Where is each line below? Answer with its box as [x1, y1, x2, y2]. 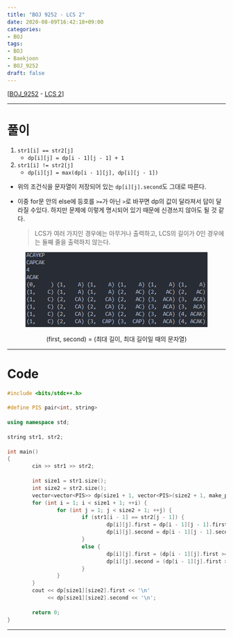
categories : [7, 26, 42, 33]
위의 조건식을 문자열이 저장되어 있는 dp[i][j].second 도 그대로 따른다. [17, 182, 207, 191]
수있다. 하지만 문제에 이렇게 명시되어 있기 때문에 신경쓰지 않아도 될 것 [30, 205, 217, 214]
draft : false [7, 69, 45, 76]
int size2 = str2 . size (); [32, 485, 107, 491]
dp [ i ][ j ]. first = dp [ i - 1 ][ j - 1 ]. [106, 521, 213, 528]
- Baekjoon [7, 55, 39, 62]
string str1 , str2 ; [7, 433, 64, 440]
